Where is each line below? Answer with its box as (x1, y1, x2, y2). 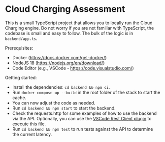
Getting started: (5, 74, 37, 80)
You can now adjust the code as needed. (12, 100, 96, 106)
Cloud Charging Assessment (5, 3, 126, 15)
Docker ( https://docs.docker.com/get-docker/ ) (12, 54, 107, 60)
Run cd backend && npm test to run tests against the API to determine (12, 126, 153, 132)
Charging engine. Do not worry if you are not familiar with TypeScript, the (5, 25, 154, 31)
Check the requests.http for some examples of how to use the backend (12, 110, 157, 116)
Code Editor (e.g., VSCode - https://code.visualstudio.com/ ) (12, 65, 134, 71)
